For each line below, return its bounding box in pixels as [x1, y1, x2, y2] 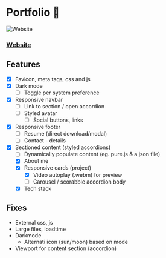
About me [24, 157, 49, 165]
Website [6, 41, 31, 49]
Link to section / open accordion [24, 102, 104, 110]
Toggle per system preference [24, 89, 100, 96]
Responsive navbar [14, 96, 63, 103]
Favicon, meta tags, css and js [14, 75, 91, 82]
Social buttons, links [33, 116, 83, 124]
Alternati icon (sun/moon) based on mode [24, 238, 129, 245]
